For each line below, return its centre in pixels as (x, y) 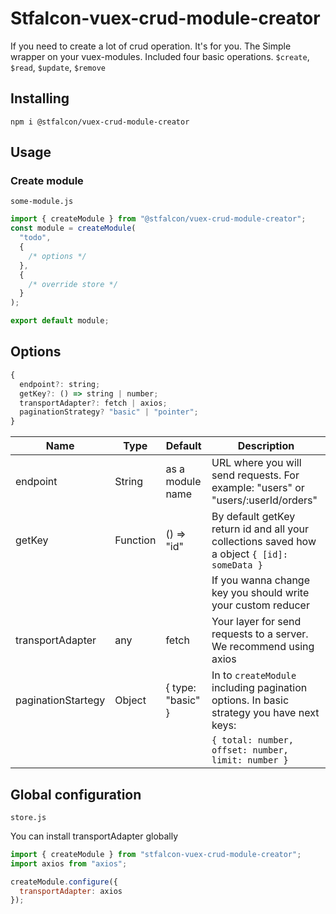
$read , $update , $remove (58, 67)
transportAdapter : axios (71, 891)
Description (266, 446)
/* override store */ (73, 284)
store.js (28, 817)
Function (135, 540)
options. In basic (250, 700)
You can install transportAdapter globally (94, 836)
